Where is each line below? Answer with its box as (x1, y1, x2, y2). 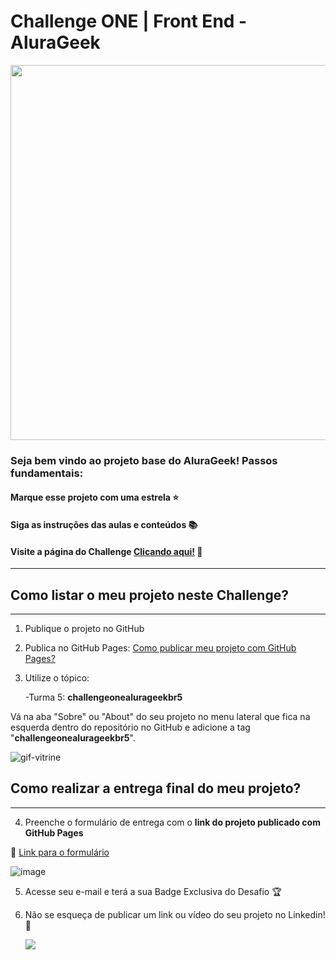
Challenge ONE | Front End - (10, 10, 248, 33)
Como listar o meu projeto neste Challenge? (10, 586, 289, 604)
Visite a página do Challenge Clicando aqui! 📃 (10, 545, 203, 557)
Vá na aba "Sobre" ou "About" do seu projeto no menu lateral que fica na (10, 711, 311, 723)
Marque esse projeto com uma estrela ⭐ (10, 491, 180, 504)
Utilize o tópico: (24, 672, 90, 684)
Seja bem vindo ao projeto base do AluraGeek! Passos (10, 453, 278, 467)
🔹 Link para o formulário (10, 846, 110, 858)
